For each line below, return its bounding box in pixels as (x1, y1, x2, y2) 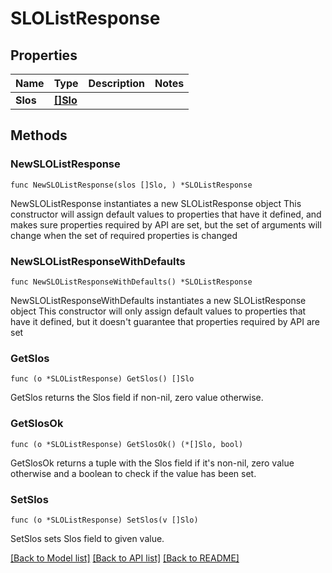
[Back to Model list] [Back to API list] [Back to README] (10, 552, 240, 564)
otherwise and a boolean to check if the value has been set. (10, 467, 257, 479)
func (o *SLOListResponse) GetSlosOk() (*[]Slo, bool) (10, 439, 244, 449)
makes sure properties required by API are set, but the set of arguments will (10, 218, 322, 231)
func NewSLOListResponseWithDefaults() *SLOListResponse (10, 277, 253, 287)
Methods (10, 127, 68, 144)
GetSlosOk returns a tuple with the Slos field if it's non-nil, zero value (10, 457, 295, 469)
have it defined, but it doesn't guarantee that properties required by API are (10, 315, 320, 327)
